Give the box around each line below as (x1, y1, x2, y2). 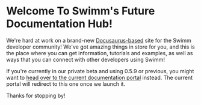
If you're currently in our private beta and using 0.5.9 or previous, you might (6, 67, 194, 74)
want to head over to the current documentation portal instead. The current (6, 74, 193, 81)
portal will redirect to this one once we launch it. (6, 80, 125, 88)
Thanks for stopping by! (6, 92, 66, 99)
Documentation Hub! (6, 17, 113, 31)
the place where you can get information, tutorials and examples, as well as (6, 49, 193, 56)
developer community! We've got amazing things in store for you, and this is (6, 43, 195, 50)
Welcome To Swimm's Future (6, 4, 155, 18)
